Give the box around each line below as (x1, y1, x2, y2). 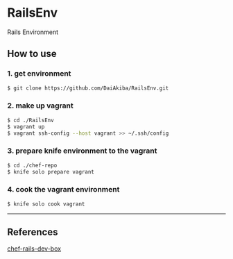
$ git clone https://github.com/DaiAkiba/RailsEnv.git (7, 85, 169, 92)
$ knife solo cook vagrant (7, 200, 85, 208)
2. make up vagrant (7, 101, 74, 110)
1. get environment (7, 69, 71, 78)
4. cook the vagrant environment (7, 185, 120, 194)
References (7, 226, 58, 238)
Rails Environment (7, 28, 59, 36)
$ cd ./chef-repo (7, 162, 58, 169)
